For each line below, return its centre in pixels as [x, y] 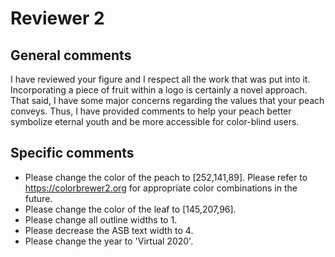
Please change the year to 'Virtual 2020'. [109, 241]
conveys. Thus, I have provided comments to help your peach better [151, 111]
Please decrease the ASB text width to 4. [109, 230]
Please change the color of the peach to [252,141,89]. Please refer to [166, 177]
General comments [71, 55]
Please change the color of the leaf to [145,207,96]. [130, 209]
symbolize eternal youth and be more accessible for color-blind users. [155, 121]
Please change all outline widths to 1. [101, 219]
